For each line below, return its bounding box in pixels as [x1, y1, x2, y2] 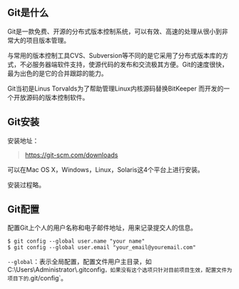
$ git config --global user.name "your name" [7, 238, 145, 245]
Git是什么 [7, 6, 49, 19]
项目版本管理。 [26, 36, 70, 44]
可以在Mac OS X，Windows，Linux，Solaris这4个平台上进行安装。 [7, 165, 204, 173]
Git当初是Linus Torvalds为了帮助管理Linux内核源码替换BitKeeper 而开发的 [7, 84, 224, 93]
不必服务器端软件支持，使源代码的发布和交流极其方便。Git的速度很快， [19, 60, 228, 69]
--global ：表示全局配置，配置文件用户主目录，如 [7, 258, 152, 266]
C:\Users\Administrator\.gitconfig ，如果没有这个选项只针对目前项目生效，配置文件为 [7, 265, 233, 274]
